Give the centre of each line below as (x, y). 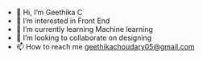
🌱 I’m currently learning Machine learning (84, 29)
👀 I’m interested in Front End (63, 21)
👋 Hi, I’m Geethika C (49, 12)
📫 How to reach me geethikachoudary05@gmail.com (105, 47)
